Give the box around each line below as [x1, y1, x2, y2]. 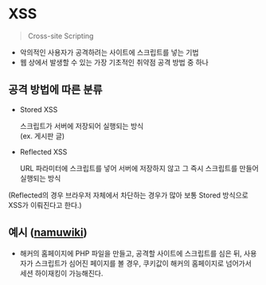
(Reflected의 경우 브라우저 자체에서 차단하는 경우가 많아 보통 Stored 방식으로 [8, 190, 248, 200]
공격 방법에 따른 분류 [8, 83, 103, 96]
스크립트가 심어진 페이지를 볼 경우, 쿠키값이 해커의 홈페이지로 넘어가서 [34, 258, 252, 267]
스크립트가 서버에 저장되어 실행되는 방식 [19, 121, 144, 131]
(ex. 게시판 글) [19, 131, 65, 140]
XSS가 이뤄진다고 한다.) [8, 200, 82, 209]
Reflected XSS [19, 146, 68, 156]
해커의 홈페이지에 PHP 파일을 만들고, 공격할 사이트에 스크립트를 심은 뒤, [19, 248, 243, 258]
